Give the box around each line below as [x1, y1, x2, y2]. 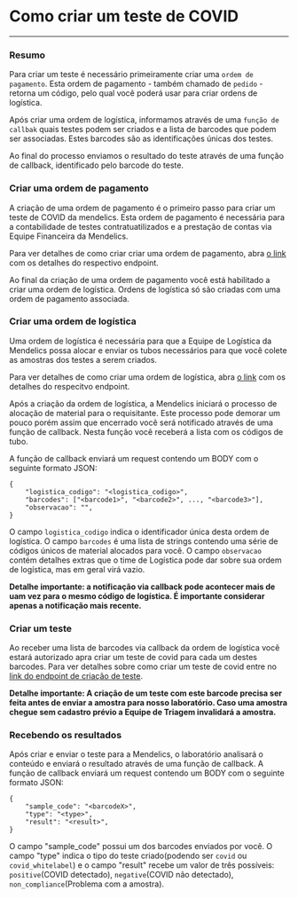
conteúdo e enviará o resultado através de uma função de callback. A [9, 759, 264, 769]
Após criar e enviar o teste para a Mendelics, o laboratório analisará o [9, 749, 263, 760]
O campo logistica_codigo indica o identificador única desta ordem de [9, 526, 270, 537]
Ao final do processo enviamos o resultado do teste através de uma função [9, 151, 284, 161]
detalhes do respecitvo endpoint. [9, 381, 130, 391]
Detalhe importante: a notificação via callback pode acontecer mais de [9, 581, 276, 592]
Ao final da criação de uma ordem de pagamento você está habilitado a [9, 274, 271, 285]
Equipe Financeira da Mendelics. [9, 231, 129, 241]
